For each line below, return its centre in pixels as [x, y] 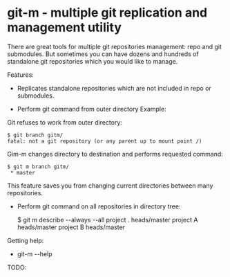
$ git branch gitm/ [35, 135]
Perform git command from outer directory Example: [92, 109]
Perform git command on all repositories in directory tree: [99, 206]
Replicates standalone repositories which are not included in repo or [114, 88]
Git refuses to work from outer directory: [65, 122]
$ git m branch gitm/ [38, 167]
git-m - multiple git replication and [107, 13]
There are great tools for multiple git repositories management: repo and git [115, 46]
